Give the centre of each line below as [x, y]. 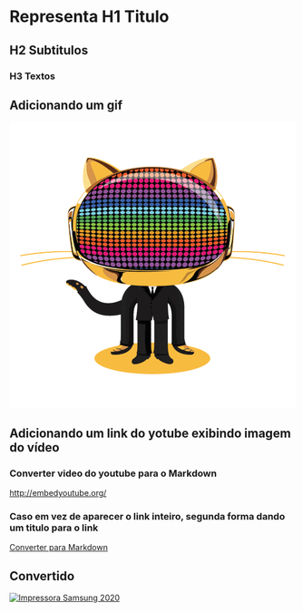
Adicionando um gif [66, 105]
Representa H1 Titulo [89, 17]
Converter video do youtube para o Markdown [113, 473]
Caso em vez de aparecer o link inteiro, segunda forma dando [147, 516]
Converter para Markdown [59, 548]
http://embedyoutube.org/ [58, 493]
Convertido [42, 576]
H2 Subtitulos [49, 50]
